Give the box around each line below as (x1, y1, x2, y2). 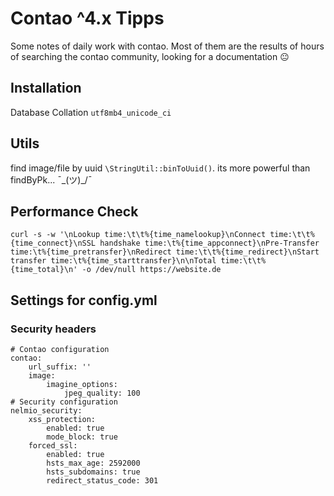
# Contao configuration (10, 345, 110, 355)
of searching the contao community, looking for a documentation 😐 (10, 50, 290, 62)
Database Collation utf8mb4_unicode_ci (10, 106, 172, 118)
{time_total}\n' (10, 265, 78, 275)
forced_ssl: (28, 441, 78, 451)
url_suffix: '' (28, 362, 92, 372)
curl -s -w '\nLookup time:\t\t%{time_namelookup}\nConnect (10, 230, 267, 240)
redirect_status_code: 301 (46, 476, 159, 486)
